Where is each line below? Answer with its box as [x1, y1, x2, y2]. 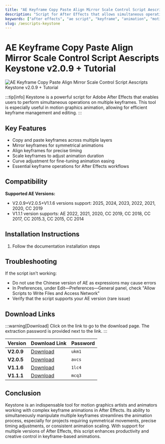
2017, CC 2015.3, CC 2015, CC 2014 [12, 216, 84, 222]
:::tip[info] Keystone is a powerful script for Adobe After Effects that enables [5, 94, 159, 100]
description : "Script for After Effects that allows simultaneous [5, 12, 144, 17]
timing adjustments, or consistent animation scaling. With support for [5, 423, 145, 429]
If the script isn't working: [5, 270, 57, 276]
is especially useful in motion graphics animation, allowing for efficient [5, 104, 147, 111]
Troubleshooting [5, 257, 57, 266]
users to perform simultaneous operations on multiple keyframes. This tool [5, 99, 156, 105]
